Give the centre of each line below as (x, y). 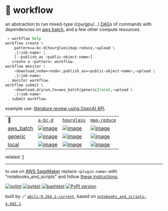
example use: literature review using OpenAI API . (55, 108)
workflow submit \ (24, 85)
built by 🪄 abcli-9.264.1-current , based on (51, 196)
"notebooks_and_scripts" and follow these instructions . (62, 176)
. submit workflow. (28, 99)
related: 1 (14, 157)
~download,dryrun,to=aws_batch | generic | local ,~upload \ (74, 89)
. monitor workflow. (29, 80)
